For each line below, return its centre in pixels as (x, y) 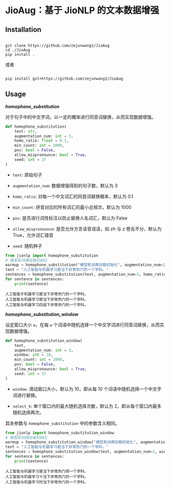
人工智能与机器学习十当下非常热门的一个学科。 (47, 477)
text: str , (26, 131)
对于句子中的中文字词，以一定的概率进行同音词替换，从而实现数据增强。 (80, 117)
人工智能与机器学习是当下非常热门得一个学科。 (47, 471)
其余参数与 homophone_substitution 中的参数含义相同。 (62, 423)
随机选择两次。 (28, 412)
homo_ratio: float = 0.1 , (42, 141)
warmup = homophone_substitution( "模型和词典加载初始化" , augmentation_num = (84, 265)
